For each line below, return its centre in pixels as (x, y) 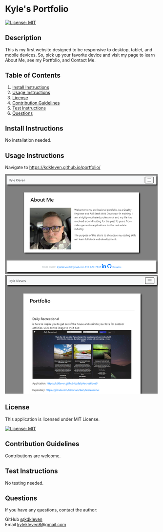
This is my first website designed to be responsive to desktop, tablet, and (79, 49)
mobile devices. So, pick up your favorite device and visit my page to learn (80, 55)
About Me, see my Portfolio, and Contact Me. (51, 60)
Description (23, 38)
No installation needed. (28, 140)
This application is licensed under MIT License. (52, 419)
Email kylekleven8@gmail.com (36, 525)
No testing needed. (24, 483)
